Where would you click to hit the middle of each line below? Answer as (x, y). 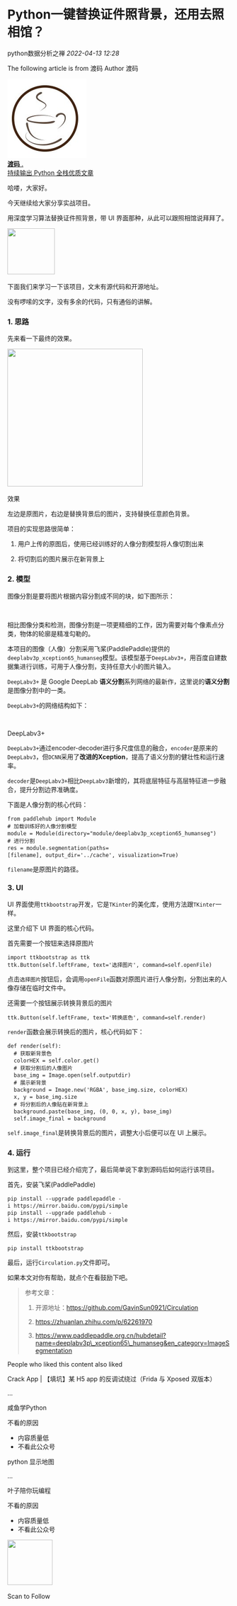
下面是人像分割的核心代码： (48, 804)
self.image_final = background (60, 1119)
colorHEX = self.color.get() (57, 1061)
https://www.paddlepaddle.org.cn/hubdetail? (100, 1335)
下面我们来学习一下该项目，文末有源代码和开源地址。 (85, 286)
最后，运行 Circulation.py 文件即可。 (61, 1262)
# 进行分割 (21, 841)
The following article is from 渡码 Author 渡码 (73, 68)
